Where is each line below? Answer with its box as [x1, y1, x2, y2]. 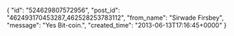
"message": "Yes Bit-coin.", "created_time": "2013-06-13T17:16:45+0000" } [6, 21, 227, 29]
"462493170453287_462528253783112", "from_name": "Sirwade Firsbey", [6, 13, 224, 22]
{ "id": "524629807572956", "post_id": [6, 6, 120, 14]
